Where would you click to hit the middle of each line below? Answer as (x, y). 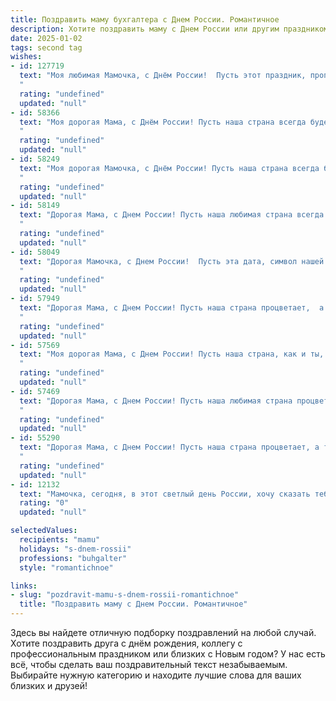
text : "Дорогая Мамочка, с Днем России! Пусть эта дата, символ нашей (172, 261)
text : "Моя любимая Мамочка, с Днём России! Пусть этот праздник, (163, 76)
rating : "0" (44, 503)
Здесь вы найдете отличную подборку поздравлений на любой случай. (163, 632)
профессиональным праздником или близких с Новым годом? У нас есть (168, 654)
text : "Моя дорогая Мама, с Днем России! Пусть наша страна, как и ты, (172, 354)
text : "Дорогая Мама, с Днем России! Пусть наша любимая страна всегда (172, 215)
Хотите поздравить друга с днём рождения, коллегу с (126, 643)
